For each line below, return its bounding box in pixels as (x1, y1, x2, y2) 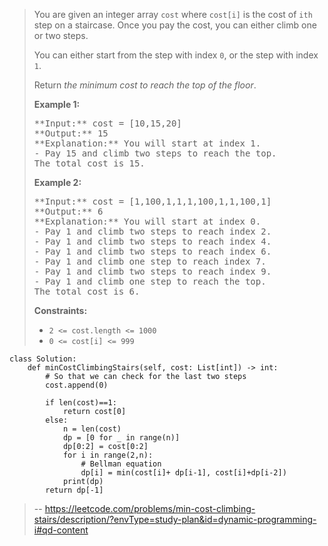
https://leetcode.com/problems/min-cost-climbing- (44, 503, 256, 514)
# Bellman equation (80, 459, 162, 469)
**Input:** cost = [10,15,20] (33, 118, 182, 129)
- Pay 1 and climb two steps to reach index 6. (33, 246, 272, 257)
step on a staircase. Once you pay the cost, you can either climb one (33, 19, 317, 31)
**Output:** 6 (33, 206, 104, 217)
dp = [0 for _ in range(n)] (62, 433, 181, 443)
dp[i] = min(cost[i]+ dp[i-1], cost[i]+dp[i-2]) (80, 468, 287, 478)
